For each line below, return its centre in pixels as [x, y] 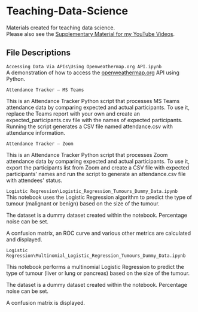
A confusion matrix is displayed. [46, 302]
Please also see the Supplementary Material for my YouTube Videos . [91, 34]
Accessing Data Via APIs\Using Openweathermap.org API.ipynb [84, 66]
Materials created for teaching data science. [61, 28]
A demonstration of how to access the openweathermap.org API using [93, 72]
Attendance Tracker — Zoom [40, 144]
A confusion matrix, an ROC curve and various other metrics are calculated [99, 233]
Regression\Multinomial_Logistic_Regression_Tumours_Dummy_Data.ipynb [96, 256]
